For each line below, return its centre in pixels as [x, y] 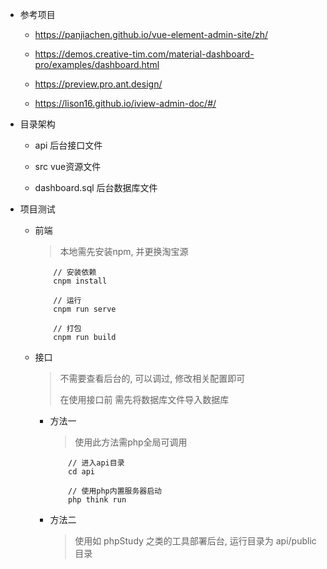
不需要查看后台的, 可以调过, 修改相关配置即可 [152, 378]
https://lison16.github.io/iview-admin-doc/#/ [125, 103]
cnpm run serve [85, 309]
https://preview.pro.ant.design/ [98, 84]
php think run [97, 500]
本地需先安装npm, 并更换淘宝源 [124, 251]
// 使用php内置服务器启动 [115, 491]
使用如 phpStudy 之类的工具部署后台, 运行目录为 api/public [195, 541]
